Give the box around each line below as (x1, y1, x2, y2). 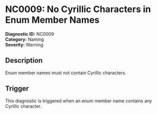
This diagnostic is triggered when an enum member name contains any (5, 97, 152, 104)
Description (5, 56, 43, 65)
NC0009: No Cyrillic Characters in (5, 4, 151, 15)
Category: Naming (5, 36, 44, 42)
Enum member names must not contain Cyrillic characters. (5, 70, 126, 76)
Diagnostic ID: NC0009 (5, 31, 54, 37)
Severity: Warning (5, 41, 44, 47)
